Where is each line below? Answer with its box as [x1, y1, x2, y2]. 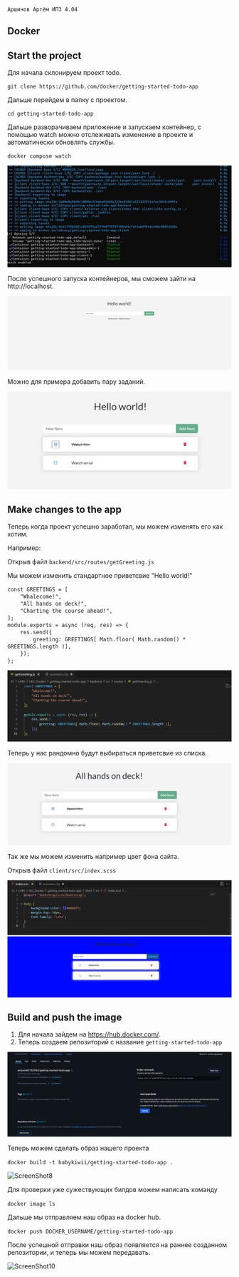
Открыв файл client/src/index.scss [7, 866, 116, 875]
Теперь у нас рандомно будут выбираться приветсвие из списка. [7, 749, 208, 758]
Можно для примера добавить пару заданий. [7, 377, 146, 386]
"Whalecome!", [20, 594, 62, 601]
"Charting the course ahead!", [20, 608, 113, 615]
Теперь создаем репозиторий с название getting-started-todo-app [17, 1038, 223, 1047]
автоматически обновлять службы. [7, 138, 115, 147]
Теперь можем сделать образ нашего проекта [7, 1144, 149, 1152]
